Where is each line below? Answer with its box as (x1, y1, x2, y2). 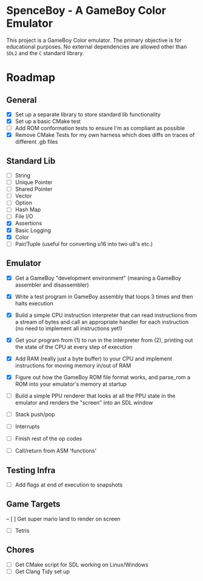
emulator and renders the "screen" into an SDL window (15, 399, 153, 406)
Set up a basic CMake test (15, 118, 81, 125)
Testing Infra (6, 465, 56, 476)
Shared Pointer (15, 185, 53, 193)
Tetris (15, 526, 30, 534)
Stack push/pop (15, 410, 55, 418)
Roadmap (6, 71, 56, 85)
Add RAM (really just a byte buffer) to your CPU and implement (15, 355, 173, 362)
